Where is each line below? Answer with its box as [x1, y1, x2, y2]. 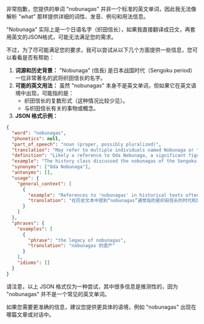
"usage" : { [12, 175, 39, 181]
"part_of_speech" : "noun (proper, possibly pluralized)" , [12, 141, 162, 147]
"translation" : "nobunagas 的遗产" [28, 243, 115, 249]
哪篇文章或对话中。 [6, 311, 55, 318]
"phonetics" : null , [12, 135, 61, 141]
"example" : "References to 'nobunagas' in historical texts [28, 192, 183, 198]
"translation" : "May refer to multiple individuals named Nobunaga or [12, 147, 194, 153]
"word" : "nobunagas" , [12, 130, 67, 136]
